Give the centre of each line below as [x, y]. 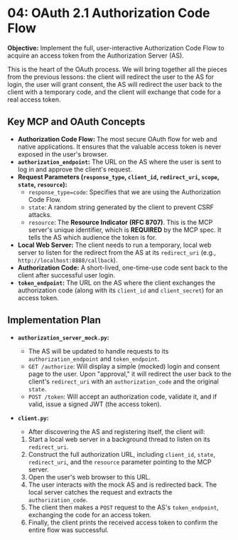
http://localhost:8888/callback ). [67, 260]
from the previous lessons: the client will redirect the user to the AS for [111, 77]
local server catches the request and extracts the [100, 492]
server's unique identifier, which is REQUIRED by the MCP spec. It [125, 230]
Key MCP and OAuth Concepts [76, 122]
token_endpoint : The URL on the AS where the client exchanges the [116, 282]
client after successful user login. [66, 275]
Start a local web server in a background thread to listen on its [119, 439]
